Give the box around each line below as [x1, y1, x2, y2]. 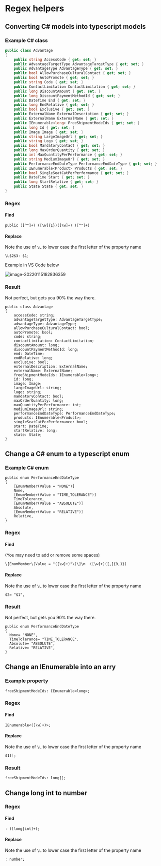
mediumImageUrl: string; [14, 407, 64, 412]
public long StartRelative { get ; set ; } [14, 179, 98, 184]
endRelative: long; [14, 355, 53, 360]
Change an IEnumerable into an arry [5, 663, 116, 671]
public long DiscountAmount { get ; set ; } [14, 89, 101, 94]
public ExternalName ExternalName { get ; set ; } [14, 116, 114, 121]
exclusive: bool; [14, 359, 49, 365]
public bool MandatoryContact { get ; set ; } [14, 143, 105, 148]
